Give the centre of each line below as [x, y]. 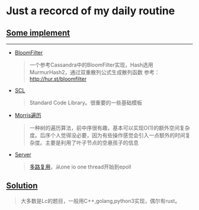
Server [23, 155]
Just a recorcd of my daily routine [91, 11]
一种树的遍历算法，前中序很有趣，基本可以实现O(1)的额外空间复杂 [110, 128]
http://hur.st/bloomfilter [58, 79]
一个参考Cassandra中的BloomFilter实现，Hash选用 [91, 65]
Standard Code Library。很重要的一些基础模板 [86, 103]
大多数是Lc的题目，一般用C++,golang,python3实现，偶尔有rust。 [100, 201]
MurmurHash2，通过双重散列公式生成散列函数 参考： [94, 72]
